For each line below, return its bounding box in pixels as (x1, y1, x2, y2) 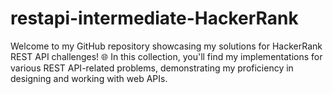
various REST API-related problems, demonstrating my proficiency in (10, 62, 294, 74)
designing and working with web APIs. (10, 72, 168, 84)
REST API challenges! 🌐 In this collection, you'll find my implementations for (10, 50, 323, 62)
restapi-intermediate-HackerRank (10, 7, 299, 30)
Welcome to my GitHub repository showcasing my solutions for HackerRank (10, 40, 323, 52)
